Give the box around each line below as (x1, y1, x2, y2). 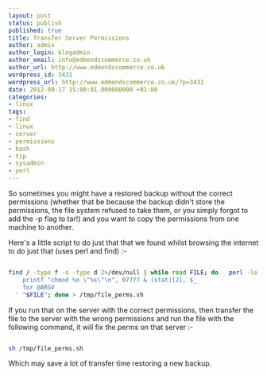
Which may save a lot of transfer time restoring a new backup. (8, 359, 212, 368)
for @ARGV (22, 283, 56, 291)
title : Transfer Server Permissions (8, 33, 130, 42)
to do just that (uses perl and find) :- (8, 246, 127, 255)
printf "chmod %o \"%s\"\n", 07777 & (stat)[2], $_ (22, 276, 197, 284)
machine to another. (8, 223, 74, 231)
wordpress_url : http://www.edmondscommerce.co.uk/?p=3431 (8, 78, 204, 86)
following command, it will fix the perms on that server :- (8, 322, 194, 331)
